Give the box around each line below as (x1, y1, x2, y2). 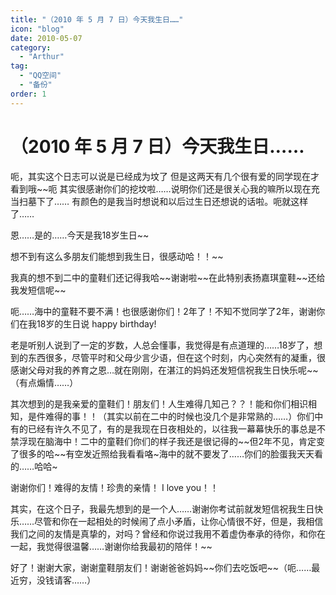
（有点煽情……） (10, 376, 79, 388)
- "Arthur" (19, 52, 65, 62)
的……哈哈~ (10, 460, 58, 472)
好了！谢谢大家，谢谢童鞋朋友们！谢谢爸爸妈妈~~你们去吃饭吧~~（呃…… (10, 561, 312, 573)
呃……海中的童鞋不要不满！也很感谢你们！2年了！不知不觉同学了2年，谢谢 (10, 305, 317, 317)
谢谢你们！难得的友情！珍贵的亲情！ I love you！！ (10, 481, 220, 493)
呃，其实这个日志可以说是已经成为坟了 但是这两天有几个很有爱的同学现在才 (10, 170, 320, 182)
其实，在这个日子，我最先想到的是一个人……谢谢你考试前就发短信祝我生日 (10, 502, 315, 515)
